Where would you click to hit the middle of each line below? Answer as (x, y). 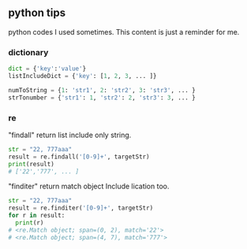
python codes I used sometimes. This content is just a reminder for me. (124, 32)
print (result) (32, 164)
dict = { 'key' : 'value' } (47, 69)
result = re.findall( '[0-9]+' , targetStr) (79, 157)
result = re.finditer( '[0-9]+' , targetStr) (81, 208)
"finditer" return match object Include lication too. (89, 186)
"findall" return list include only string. (70, 135)
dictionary (28, 52)
